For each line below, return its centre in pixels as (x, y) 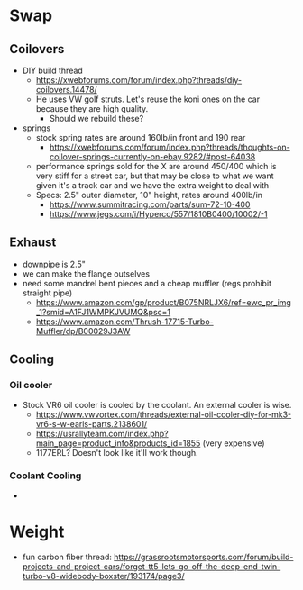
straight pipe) (47, 293)
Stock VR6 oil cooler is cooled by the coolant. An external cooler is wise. (157, 404)
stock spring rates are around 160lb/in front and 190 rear (141, 137)
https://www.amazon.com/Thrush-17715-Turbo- (124, 322)
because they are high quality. (92, 109)
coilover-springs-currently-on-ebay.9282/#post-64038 (152, 157)
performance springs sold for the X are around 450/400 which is (156, 166)
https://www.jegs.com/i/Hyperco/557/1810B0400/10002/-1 (158, 214)
